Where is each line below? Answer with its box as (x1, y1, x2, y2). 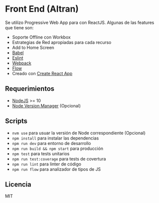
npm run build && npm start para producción (12, 145, 104, 151)
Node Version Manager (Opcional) (12, 102, 81, 108)
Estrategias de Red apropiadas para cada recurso (12, 39, 112, 45)
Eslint (12, 55, 23, 61)
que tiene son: (5, 24, 34, 30)
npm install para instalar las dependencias (12, 135, 99, 141)
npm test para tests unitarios (12, 150, 70, 157)
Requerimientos (5, 84, 54, 93)
